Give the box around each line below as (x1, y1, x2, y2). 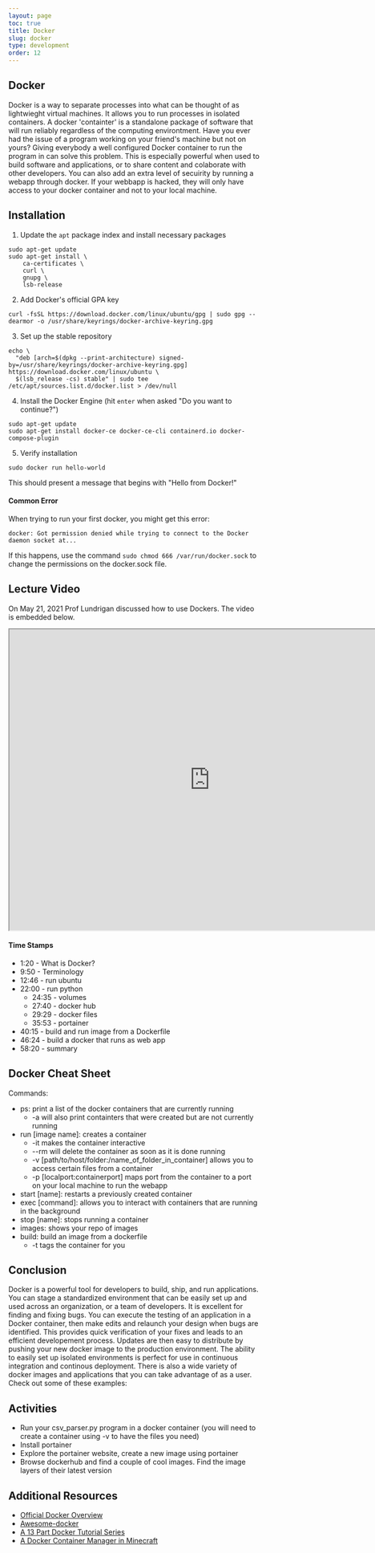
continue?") (19, 405, 58, 414)
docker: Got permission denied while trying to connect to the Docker (8, 529, 249, 538)
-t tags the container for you (31, 1240, 126, 1250)
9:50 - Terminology (19, 966, 84, 976)
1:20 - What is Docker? (19, 958, 95, 968)
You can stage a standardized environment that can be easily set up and (8, 1293, 247, 1303)
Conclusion (8, 1263, 67, 1277)
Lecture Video (8, 583, 81, 596)
